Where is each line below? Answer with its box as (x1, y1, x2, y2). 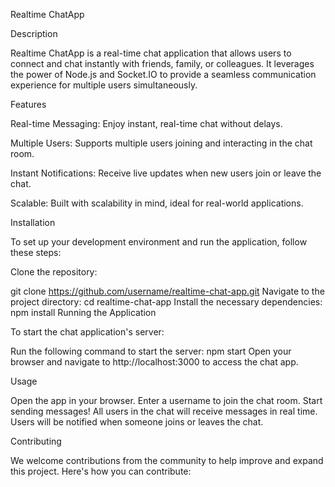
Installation (10, 217, 56, 228)
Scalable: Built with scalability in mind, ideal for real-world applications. (10, 197, 304, 209)
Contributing (10, 435, 62, 447)
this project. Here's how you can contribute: (10, 465, 192, 477)
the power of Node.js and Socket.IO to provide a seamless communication (10, 69, 317, 80)
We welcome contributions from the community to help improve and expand (10, 455, 324, 466)
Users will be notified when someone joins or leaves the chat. (10, 416, 264, 428)
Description (10, 28, 58, 39)
